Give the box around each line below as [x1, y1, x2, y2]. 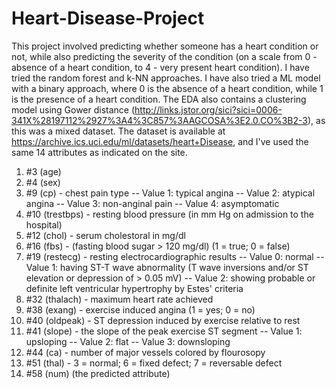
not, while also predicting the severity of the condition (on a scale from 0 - [11, 50, 318, 62]
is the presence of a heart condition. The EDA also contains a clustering [11, 93, 307, 105]
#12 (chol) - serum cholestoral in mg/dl [25, 229, 186, 241]
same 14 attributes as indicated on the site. [11, 146, 188, 158]
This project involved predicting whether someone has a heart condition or [11, 40, 319, 52]
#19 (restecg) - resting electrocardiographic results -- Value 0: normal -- [25, 250, 325, 262]
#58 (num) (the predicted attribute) [25, 367, 171, 379]
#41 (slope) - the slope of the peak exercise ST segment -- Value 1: [25, 325, 303, 337]
